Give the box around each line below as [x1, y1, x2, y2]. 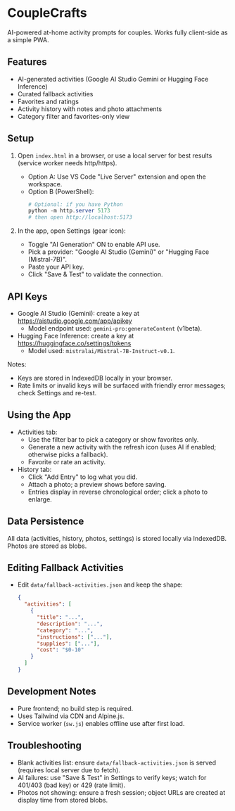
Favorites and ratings [17, 97, 80, 106]
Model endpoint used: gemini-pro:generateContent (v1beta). [27, 324, 203, 332]
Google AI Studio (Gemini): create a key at [17, 309, 139, 317]
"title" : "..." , [36, 614, 84, 621]
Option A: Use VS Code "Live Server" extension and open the [27, 172, 206, 181]
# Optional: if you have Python [27, 200, 123, 208]
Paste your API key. [27, 262, 84, 272]
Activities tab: [17, 428, 58, 436]
